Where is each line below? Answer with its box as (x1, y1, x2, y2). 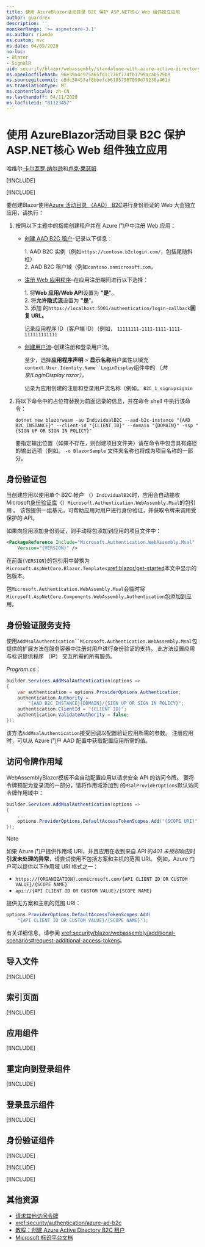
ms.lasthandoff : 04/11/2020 (6, 94, 78, 100)
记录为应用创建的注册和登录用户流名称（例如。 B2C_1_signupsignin (24, 384, 193, 391)
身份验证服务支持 (6, 620, 71, 631)
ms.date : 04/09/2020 (6, 43, 59, 49)
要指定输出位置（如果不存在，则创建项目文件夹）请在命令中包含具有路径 (15, 439, 197, 446)
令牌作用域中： (6, 789, 44, 797)
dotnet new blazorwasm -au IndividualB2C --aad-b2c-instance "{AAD (15, 417, 190, 423)
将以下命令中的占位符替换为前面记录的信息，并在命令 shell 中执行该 (15, 397, 185, 405)
